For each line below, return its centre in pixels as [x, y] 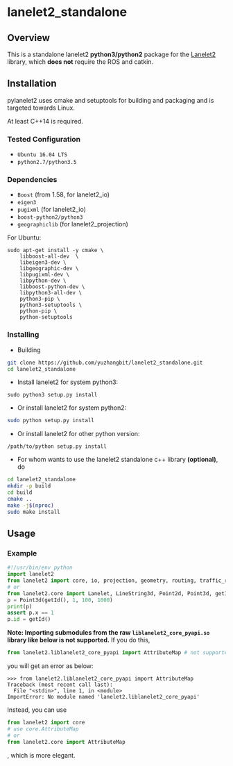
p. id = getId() [29, 619]
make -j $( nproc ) [31, 505]
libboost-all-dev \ [49, 257]
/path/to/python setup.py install [57, 447]
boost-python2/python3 [50, 217]
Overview [29, 38]
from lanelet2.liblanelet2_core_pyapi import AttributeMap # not [103, 653]
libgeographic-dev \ [49, 269]
